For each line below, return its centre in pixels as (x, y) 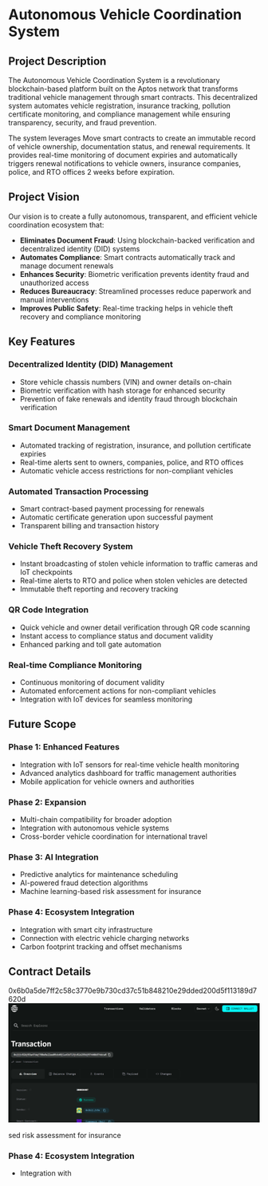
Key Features (42, 342)
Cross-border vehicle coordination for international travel (113, 836)
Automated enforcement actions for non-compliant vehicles (118, 690)
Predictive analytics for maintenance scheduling (99, 875)
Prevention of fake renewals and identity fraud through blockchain (128, 399)
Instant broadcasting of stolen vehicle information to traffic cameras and (138, 563)
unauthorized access (54, 283)
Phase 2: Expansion (47, 802)
